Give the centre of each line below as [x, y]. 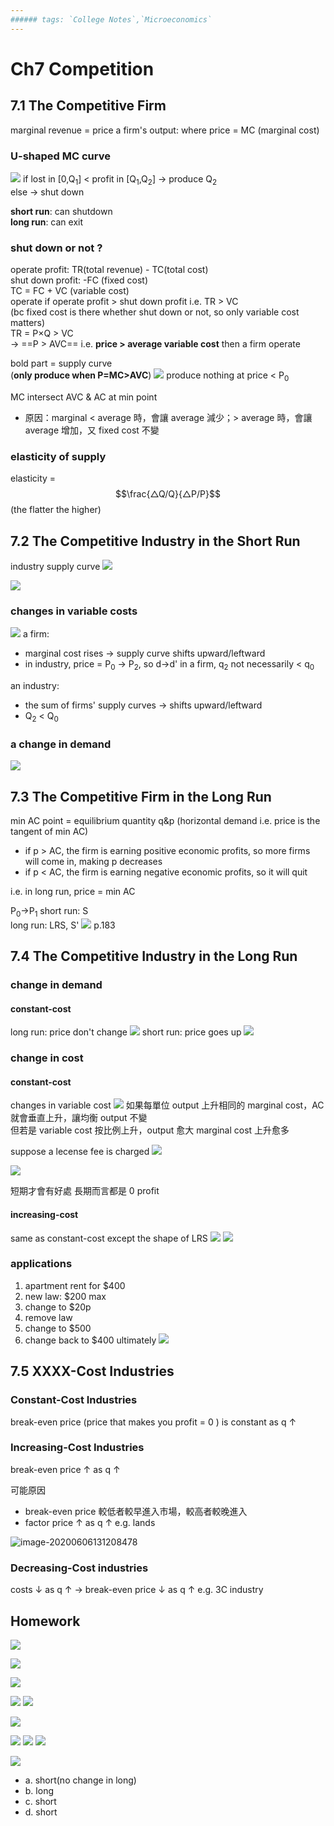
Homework [45, 1621]
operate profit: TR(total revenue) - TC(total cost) [109, 270]
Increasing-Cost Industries [77, 1448]
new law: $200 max [65, 1296]
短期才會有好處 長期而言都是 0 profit [85, 1191]
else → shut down [47, 192]
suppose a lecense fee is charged [80, 1152]
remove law [48, 1317]
